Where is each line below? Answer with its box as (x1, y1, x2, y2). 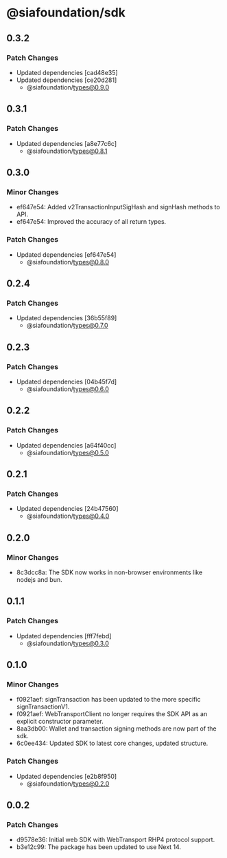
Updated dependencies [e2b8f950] (16, 772, 117, 780)
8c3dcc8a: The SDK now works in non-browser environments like (16, 568, 203, 576)
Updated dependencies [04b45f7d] (16, 377, 117, 386)
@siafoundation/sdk (6, 5, 126, 21)
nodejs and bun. (16, 575, 62, 583)
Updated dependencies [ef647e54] (16, 250, 117, 259)
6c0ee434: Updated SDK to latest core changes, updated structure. (16, 739, 208, 748)
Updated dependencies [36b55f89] (16, 314, 117, 322)
